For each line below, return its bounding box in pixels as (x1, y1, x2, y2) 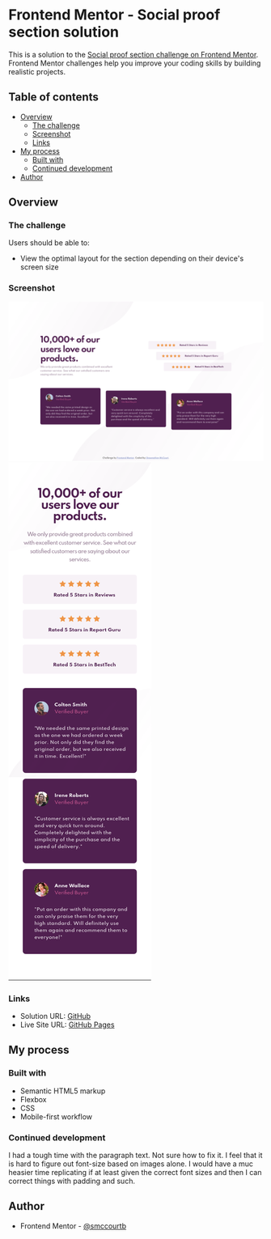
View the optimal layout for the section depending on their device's (19, 253, 244, 264)
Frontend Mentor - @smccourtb (19, 1220, 127, 1231)
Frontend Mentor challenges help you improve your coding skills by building (8, 58, 261, 68)
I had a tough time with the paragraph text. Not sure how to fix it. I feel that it (8, 1151, 263, 1161)
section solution (8, 23, 120, 41)
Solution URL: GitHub (19, 1012, 91, 1021)
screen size (19, 262, 59, 272)
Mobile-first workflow (19, 1111, 93, 1122)
